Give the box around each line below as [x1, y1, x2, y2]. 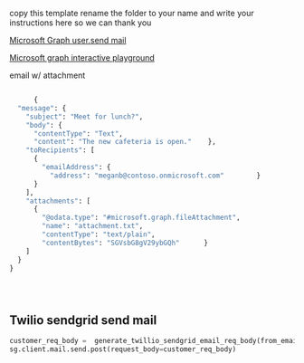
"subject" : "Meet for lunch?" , [25, 112, 144, 121]
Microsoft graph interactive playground [9, 53, 156, 62]
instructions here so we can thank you [9, 17, 152, 28]
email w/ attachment [9, 70, 86, 81]
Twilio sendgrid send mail [9, 312, 157, 328]
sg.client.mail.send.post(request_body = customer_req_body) [9, 345, 237, 354]
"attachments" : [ [25, 196, 91, 205]
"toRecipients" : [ [25, 146, 95, 155]
